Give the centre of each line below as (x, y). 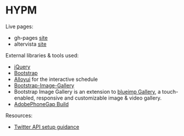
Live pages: (19, 26)
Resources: (19, 115)
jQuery (22, 67)
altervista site (30, 44)
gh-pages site (31, 38)
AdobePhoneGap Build (41, 104)
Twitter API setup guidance (46, 127)
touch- (170, 91)
